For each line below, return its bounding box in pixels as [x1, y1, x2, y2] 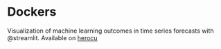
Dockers [7, 4, 57, 20]
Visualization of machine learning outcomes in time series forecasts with [7, 27, 214, 35]
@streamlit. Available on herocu [7, 33, 98, 42]
